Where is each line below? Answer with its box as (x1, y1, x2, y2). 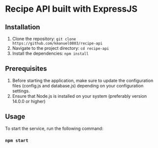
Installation (5, 23, 40, 31)
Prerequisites (5, 64, 47, 73)
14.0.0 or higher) (12, 98, 46, 104)
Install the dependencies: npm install (12, 50, 89, 56)
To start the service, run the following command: (5, 126, 104, 131)
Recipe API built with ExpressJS (5, 3, 137, 15)
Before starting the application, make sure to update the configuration (12, 77, 154, 84)
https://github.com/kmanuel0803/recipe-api (12, 41, 103, 46)
